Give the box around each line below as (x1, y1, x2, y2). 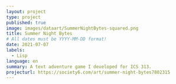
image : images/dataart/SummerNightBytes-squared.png (6, 25, 139, 31)
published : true (6, 20, 46, 25)
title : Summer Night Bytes (6, 31, 73, 37)
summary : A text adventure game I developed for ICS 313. (6, 63, 152, 70)
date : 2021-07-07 (6, 42, 49, 48)
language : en (6, 58, 38, 64)
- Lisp (11, 53, 28, 59)
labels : (6, 47, 25, 53)
